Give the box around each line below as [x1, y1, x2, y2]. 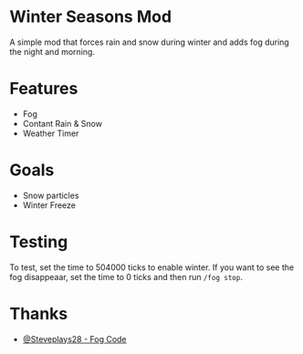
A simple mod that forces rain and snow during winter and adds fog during [9, 36, 289, 47]
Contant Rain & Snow [22, 118, 103, 129]
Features [9, 78, 78, 99]
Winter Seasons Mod [9, 6, 172, 27]
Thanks [9, 303, 68, 324]
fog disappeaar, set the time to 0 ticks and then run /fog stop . [9, 271, 244, 282]
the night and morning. [9, 46, 96, 57]
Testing [9, 232, 68, 252]
